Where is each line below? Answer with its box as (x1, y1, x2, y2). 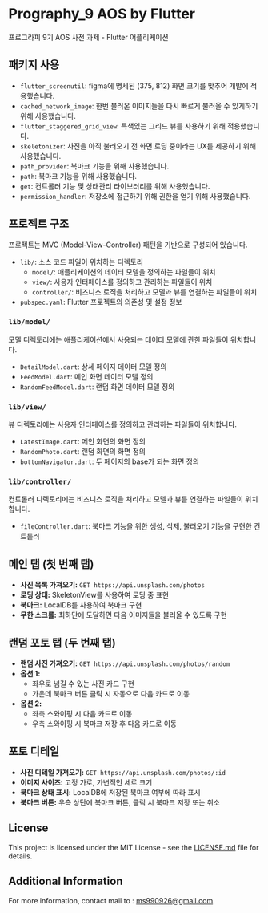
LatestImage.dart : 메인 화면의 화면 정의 (19, 436, 146, 446)
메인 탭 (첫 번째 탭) (8, 557, 94, 570)
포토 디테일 (8, 745, 60, 758)
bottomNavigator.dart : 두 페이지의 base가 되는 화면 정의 (19, 456, 200, 466)
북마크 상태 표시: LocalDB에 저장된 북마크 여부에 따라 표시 (19, 787, 202, 797)
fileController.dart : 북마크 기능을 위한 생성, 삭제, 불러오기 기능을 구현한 (19, 521, 252, 531)
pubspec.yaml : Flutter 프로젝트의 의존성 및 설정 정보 (19, 297, 182, 306)
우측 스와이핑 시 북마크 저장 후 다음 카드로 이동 (31, 719, 178, 728)
